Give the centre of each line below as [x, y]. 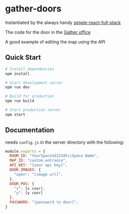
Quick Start [23, 58]
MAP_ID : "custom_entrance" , [39, 161]
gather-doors [33, 9]
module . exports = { [25, 151]
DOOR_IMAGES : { [25, 170]
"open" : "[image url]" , [39, 174]
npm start [15, 114]
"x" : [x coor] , [30, 188]
